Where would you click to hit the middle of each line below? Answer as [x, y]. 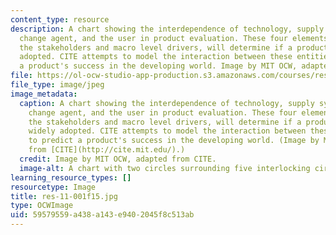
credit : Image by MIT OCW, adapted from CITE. [118, 159]
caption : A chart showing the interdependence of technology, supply [167, 103]
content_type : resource [60, 19]
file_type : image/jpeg [57, 85]
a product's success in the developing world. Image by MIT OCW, [158, 66]
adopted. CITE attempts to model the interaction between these [156, 57]
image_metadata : [44, 94]
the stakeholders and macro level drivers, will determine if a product [174, 47]
